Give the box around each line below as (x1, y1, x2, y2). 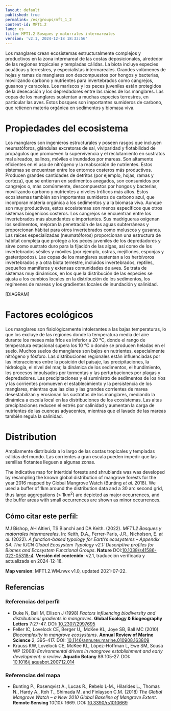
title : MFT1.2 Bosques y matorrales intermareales (5, 31, 115, 36)
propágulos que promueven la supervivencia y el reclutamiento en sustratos (5, 150, 165, 156)
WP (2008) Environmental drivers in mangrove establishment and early (12, 648, 163, 654)
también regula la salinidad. (5, 413, 63, 419)
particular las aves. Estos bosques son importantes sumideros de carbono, (5, 99, 163, 105)
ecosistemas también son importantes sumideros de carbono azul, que (5, 194, 155, 200)
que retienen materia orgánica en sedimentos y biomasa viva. (5, 105, 135, 111)
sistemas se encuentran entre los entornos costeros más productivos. (5, 167, 152, 173)
